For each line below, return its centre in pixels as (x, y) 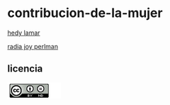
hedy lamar (24, 33)
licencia (25, 69)
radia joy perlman (33, 46)
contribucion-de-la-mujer (85, 13)
